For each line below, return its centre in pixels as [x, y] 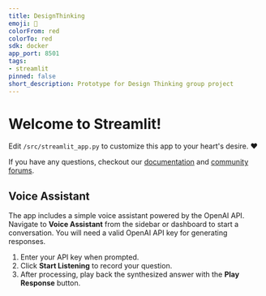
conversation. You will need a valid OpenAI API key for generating [118, 233]
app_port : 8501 [34, 54]
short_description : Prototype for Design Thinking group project [121, 84]
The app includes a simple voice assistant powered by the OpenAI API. [127, 216]
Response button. [50, 283]
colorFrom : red [34, 31]
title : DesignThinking [47, 16]
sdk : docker [28, 46]
